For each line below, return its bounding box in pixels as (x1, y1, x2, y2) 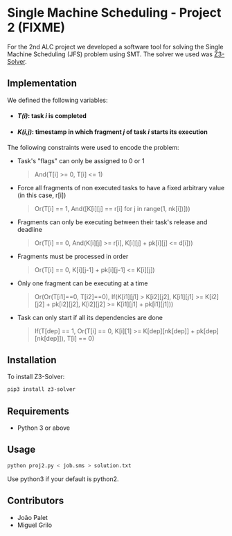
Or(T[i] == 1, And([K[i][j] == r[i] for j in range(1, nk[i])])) (34, 204, 190, 212)
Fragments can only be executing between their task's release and (17, 217, 208, 226)
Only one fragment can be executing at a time (17, 279, 148, 287)
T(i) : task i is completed (17, 112, 87, 120)
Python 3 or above (17, 424, 71, 432)
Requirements (7, 405, 69, 417)
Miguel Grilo (17, 521, 53, 529)
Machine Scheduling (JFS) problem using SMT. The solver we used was (7, 50, 213, 58)
